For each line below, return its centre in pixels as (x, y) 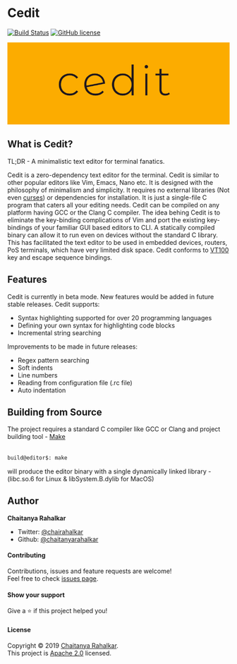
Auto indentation (42, 390)
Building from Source (55, 412)
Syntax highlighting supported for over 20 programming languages (115, 318)
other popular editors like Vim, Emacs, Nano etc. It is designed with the (110, 182)
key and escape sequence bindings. (60, 257)
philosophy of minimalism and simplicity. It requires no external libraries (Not (119, 190)
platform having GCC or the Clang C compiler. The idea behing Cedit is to (114, 212)
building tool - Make (36, 437)
